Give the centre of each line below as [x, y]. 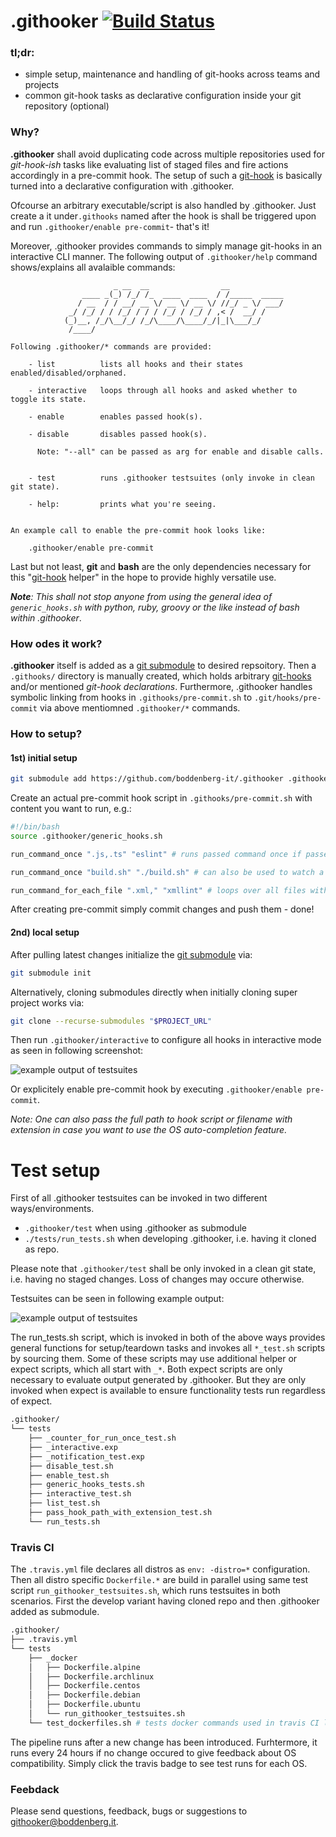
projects [42, 85]
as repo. [42, 1249]
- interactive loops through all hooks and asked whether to [163, 390]
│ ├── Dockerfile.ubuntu [84, 1705]
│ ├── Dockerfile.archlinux [91, 1676]
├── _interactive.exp [73, 1447]
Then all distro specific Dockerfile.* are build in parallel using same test [159, 1580]
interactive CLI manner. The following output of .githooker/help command [164, 256]
